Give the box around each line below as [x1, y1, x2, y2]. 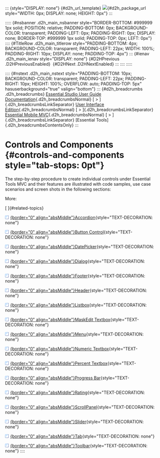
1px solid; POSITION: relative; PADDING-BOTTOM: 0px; [5, 25, 115, 31]
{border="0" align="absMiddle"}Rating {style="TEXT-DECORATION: [10, 389, 145, 395]
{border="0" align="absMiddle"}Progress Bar [10, 375, 101, 381]
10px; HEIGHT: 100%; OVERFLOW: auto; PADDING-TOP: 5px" [20, 81, 142, 87]
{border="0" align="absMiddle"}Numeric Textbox [10, 346, 109, 352]
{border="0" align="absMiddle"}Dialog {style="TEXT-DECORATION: [10, 258, 145, 264]
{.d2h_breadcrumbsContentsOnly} [5, 122, 74, 128]
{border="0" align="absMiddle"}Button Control [10, 229, 104, 235]
